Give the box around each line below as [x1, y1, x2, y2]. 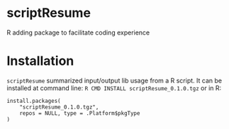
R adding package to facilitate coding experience [6, 28, 150, 37]
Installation [6, 53, 74, 69]
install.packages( [6, 97, 61, 104]
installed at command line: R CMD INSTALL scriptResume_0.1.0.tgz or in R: [6, 83, 222, 92]
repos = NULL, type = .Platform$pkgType [19, 109, 140, 117]
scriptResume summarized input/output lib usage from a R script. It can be [6, 76, 223, 85]
